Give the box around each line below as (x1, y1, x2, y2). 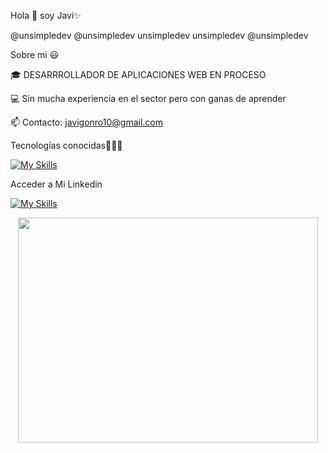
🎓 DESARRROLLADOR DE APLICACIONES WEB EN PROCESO (10, 69, 267, 80)
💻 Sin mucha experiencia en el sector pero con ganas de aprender (10, 93, 287, 104)
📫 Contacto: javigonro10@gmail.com (10, 116, 163, 128)
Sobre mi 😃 (10, 49, 60, 60)
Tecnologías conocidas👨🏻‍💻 (10, 140, 123, 151)
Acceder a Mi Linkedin (10, 178, 103, 190)
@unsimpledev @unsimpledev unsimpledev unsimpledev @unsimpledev (10, 30, 309, 41)
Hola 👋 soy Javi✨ (10, 10, 82, 21)
